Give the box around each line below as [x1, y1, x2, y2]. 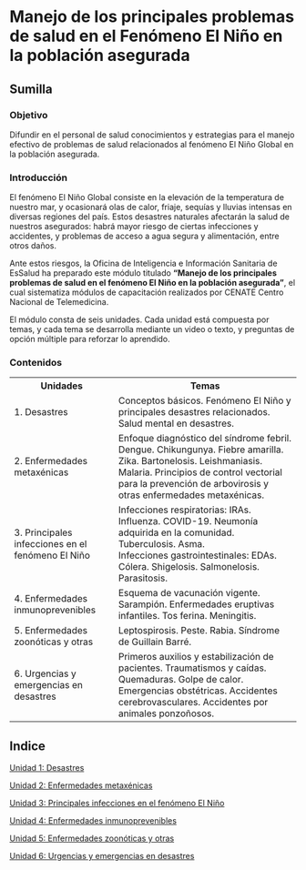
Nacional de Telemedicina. [9, 297, 109, 308]
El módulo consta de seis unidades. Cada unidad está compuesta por [9, 314, 270, 325]
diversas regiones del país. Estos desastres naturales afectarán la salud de [9, 211, 290, 222]
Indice [9, 738, 46, 754]
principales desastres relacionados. [117, 406, 270, 419]
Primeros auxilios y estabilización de [117, 651, 275, 663]
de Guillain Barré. [117, 635, 192, 648]
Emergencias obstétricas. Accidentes [117, 684, 278, 697]
